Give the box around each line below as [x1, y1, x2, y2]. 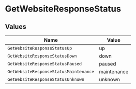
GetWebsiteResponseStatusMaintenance [7, 69, 94, 74]
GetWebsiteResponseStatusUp [7, 46, 72, 51]
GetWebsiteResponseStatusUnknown [7, 77, 85, 82]
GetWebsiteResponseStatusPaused [7, 61, 82, 66]
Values [5, 23, 27, 31]
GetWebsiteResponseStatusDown [7, 53, 77, 59]
